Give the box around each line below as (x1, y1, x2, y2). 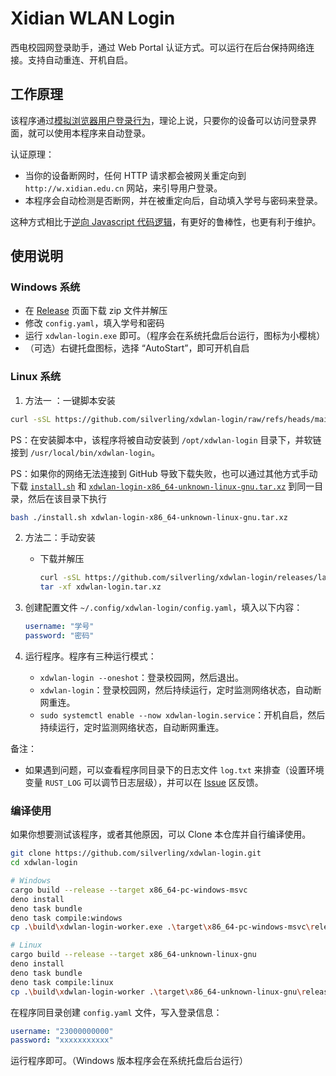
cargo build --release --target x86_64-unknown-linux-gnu (10, 950, 257, 960)
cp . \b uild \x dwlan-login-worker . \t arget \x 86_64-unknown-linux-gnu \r (10, 987, 307, 997)
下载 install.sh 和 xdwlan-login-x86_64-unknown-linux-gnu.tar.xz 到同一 (10, 480, 315, 492)
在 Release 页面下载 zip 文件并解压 (24, 305, 168, 317)
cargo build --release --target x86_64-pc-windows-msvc (10, 885, 248, 895)
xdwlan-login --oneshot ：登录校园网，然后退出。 (39, 671, 245, 683)
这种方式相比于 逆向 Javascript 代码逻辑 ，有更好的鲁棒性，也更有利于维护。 (10, 215, 322, 227)
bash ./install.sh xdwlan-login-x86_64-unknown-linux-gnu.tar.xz (10, 512, 288, 522)
